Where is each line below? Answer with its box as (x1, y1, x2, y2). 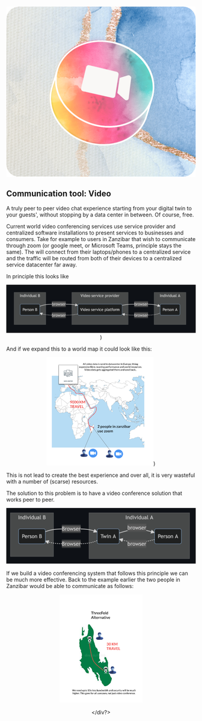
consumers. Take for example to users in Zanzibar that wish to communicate (6, 235, 196, 242)
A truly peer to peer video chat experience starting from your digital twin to (6, 204, 192, 212)
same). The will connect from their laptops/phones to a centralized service (6, 248, 191, 256)
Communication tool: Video (6, 189, 111, 199)
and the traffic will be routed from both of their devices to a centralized (6, 254, 182, 262)
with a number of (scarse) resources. (6, 477, 98, 485)
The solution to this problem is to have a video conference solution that (6, 489, 182, 497)
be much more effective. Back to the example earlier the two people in (6, 576, 180, 583)
